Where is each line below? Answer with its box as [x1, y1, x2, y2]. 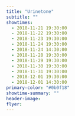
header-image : [6, 95, 41, 101]
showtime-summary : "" [6, 90, 60, 96]
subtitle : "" [6, 14, 38, 20]
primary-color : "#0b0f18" [6, 85, 70, 91]
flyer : [6, 101, 22, 107]
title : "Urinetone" [6, 8, 54, 15]
